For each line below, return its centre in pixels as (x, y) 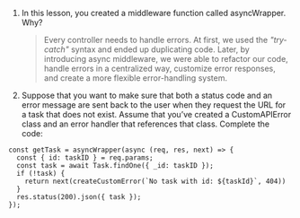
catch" (56, 49)
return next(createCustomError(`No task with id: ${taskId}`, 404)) (155, 181)
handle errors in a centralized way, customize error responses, (159, 68)
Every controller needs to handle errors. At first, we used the (156, 40)
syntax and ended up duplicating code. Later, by (160, 49)
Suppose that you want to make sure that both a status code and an (147, 95)
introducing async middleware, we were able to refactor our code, (166, 59)
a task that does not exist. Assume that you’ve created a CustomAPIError (156, 114)
